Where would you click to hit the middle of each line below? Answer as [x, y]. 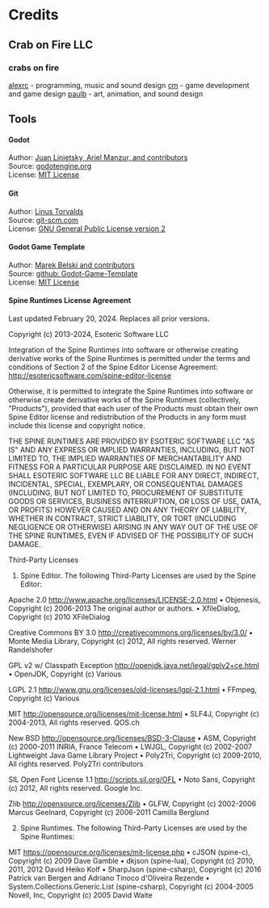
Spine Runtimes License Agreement [70, 301]
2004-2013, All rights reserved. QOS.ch [74, 723]
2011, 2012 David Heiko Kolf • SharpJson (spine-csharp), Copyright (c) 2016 [135, 869]
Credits [34, 15]
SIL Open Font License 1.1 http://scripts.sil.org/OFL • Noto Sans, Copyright [132, 780]
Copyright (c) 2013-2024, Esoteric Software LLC [89, 334]
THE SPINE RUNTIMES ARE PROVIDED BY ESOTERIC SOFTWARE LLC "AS [132, 441]
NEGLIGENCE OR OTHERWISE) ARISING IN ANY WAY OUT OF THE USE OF [133, 528]
